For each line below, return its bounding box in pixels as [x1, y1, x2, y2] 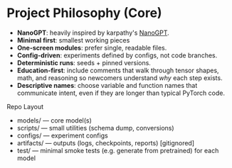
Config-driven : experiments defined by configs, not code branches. [16, 51, 218, 60]
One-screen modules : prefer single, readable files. [16, 43, 167, 52]
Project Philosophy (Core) [6, 5, 162, 21]
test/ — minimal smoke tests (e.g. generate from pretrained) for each [16, 146, 219, 155]
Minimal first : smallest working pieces [16, 35, 130, 44]
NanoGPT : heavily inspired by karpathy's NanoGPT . [16, 28, 170, 37]
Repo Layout [6, 102, 44, 111]
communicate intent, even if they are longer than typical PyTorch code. [16, 89, 226, 97]
